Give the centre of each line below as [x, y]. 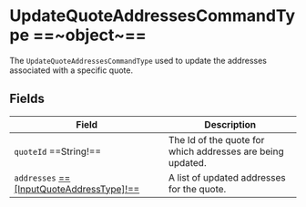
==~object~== [90, 35]
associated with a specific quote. [71, 70]
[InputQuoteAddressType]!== [77, 189]
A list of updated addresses [227, 177]
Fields [27, 99]
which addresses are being [226, 151]
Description [230, 124]
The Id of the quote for [216, 140]
